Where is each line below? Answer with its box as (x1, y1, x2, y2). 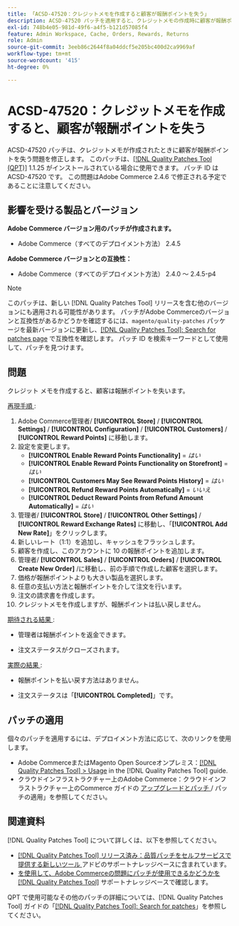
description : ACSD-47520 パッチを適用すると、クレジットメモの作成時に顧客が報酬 (7, 17, 227, 24)
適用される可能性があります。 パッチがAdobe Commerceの (31, 307, 206, 316)
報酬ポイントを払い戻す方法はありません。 (17, 676, 143, 685)
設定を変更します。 (17, 442, 74, 451)
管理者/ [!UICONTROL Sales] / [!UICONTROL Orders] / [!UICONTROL (17, 556, 222, 564)
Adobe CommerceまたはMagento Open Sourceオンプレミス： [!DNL (17, 758, 217, 767)
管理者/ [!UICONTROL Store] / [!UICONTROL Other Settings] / (17, 511, 201, 519)
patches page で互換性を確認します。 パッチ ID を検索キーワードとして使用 (7, 335, 228, 343)
